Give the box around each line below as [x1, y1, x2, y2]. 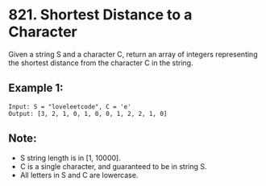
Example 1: [8, 81, 64, 95]
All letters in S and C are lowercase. [19, 170, 139, 180]
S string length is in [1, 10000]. [19, 153, 121, 163]
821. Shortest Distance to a [8, 6, 193, 24]
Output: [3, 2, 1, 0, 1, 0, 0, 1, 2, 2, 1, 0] [8, 110, 168, 118]
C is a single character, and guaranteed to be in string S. [19, 161, 207, 171]
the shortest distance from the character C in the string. [8, 58, 193, 68]
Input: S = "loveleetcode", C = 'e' [8, 102, 131, 110]
